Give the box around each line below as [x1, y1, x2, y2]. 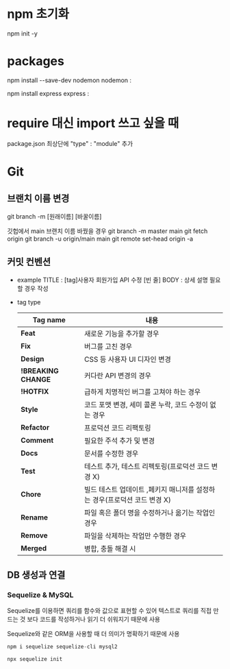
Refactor [20, 422, 50, 432]
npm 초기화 [7, 6, 70, 22]
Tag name [32, 315, 66, 324]
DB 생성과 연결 [7, 570, 66, 581]
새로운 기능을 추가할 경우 [84, 328, 159, 338]
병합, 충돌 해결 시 [84, 544, 136, 553]
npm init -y [7, 29, 38, 38]
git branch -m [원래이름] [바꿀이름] [7, 212, 102, 220]
